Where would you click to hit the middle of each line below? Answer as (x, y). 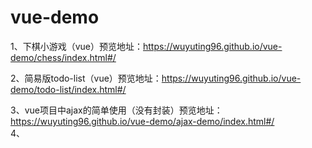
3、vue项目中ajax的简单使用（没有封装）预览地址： (116, 110)
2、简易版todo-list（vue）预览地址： (86, 78)
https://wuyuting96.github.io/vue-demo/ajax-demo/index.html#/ (142, 121)
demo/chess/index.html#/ (63, 57)
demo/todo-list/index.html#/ (68, 89)
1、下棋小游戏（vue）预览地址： (77, 46)
